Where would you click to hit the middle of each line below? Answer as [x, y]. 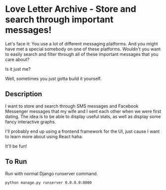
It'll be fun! [16, 146]
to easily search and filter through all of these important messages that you [82, 54]
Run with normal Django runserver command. [52, 173]
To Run [16, 162]
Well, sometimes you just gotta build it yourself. [53, 78]
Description [24, 94]
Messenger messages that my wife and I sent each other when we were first [83, 111]
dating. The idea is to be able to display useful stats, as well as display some [83, 116]
